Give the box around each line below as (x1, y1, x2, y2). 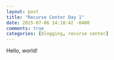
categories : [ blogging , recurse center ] (6, 31, 109, 37)
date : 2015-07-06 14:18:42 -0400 (6, 20, 90, 26)
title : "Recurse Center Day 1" (6, 14, 85, 20)
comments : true (6, 25, 44, 31)
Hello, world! (6, 47, 38, 54)
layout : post (6, 8, 39, 15)
